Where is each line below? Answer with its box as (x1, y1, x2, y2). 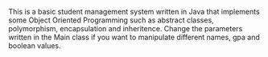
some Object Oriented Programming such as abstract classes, (8, 15, 215, 25)
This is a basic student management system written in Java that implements (8, 7, 260, 16)
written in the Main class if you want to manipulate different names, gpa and (8, 32, 260, 42)
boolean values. (8, 41, 62, 51)
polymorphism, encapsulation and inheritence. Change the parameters (8, 24, 243, 33)
